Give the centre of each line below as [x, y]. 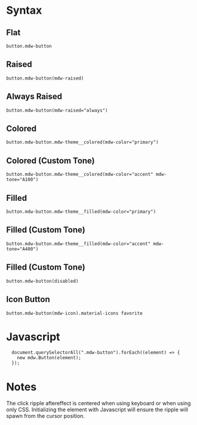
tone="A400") [22, 249]
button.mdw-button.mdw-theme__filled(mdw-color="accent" [79, 244]
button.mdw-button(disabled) [42, 281]
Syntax [24, 10]
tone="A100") [22, 180]
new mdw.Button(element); [49, 358]
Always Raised [34, 97]
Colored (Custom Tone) [51, 160]
